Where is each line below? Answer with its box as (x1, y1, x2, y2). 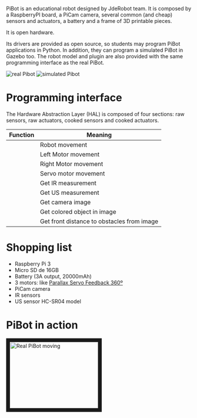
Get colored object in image (40, 207, 116, 215)
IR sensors (14, 291, 41, 298)
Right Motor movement (40, 160, 103, 168)
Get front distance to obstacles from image (40, 217, 159, 225)
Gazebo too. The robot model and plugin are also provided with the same (6, 53, 183, 59)
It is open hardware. (6, 29, 55, 36)
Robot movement (40, 141, 88, 149)
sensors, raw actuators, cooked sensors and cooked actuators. (6, 117, 159, 124)
